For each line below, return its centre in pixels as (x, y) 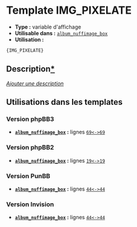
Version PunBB (28, 176)
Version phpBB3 (30, 119)
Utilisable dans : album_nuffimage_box (61, 33)
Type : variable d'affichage (48, 27)
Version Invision (30, 204)
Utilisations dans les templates (65, 102)
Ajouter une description (35, 83)
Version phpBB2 (30, 148)
